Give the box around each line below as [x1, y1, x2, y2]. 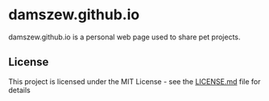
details [8, 85, 31, 95]
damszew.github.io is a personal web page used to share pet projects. [8, 32, 241, 42]
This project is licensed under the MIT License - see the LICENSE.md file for [8, 76, 261, 86]
